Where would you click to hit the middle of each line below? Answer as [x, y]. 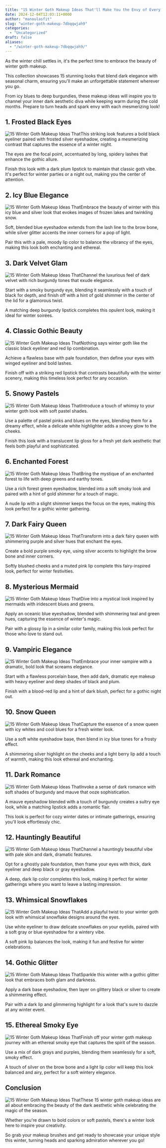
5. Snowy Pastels [32, 394]
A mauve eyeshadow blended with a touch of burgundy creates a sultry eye [83, 801]
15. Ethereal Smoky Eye [42, 1025]
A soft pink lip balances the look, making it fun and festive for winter [75, 942]
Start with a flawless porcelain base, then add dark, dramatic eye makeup [80, 676]
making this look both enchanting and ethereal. [53, 248]
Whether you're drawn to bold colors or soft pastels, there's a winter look [80, 1120]
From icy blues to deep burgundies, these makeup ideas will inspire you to [81, 96]
